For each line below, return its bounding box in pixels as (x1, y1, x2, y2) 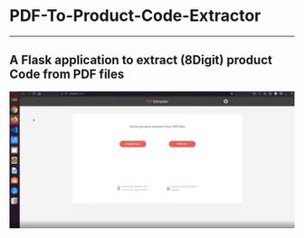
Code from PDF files (9, 67, 125, 82)
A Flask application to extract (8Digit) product (9, 52, 273, 68)
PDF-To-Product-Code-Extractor (9, 5, 261, 26)
